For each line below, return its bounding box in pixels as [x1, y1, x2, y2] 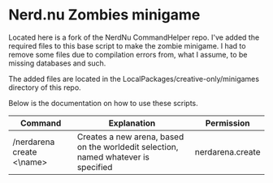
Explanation [108, 117, 156, 129]
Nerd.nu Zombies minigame [8, 6, 201, 24]
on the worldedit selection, [76, 141, 179, 152]
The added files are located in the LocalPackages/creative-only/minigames [8, 74, 260, 83]
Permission [205, 117, 250, 129]
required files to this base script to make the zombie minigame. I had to [8, 40, 246, 50]
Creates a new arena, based [76, 131, 184, 143]
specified [76, 161, 113, 172]
